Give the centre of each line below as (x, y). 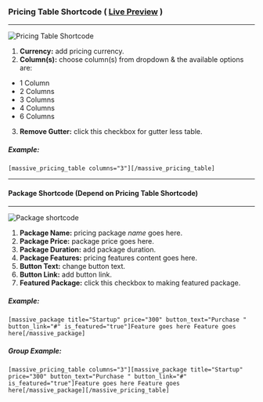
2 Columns (37, 92)
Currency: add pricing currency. (72, 51)
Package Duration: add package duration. (88, 250)
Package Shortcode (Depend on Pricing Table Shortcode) (103, 193)
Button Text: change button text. (72, 266)
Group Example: (35, 351)
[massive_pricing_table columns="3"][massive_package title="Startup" (126, 370)
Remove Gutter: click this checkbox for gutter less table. (111, 132)
